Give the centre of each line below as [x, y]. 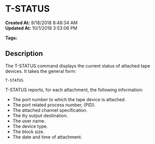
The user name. [29, 121]
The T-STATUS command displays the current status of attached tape [78, 65]
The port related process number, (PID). [54, 105]
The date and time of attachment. [47, 137]
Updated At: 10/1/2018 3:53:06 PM [41, 28]
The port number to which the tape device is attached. [69, 99]
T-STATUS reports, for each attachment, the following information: [74, 90]
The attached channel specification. [50, 110]
